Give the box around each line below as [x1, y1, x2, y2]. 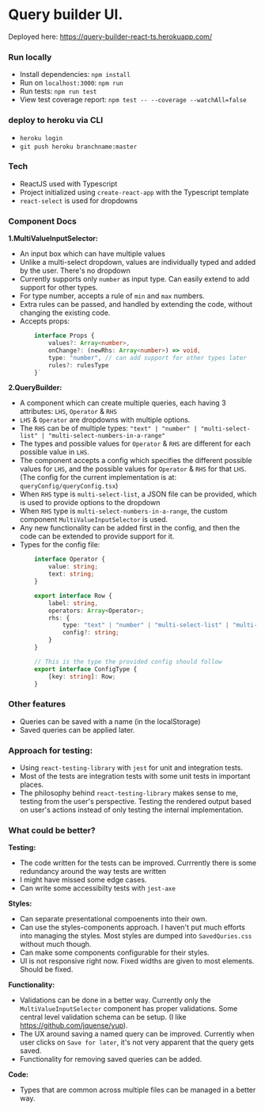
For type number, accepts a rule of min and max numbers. [19, 291, 205, 301]
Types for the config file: [19, 540, 100, 550]
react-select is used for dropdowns [19, 196, 138, 205]
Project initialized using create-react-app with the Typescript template [19, 187, 249, 197]
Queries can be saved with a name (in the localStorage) [19, 716, 201, 726]
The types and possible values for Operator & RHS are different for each [19, 439, 251, 449]
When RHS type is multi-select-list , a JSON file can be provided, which [19, 489, 257, 499]
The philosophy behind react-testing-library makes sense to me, [19, 787, 239, 798]
